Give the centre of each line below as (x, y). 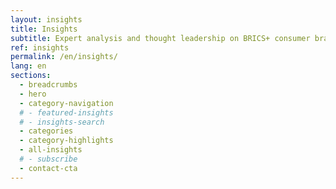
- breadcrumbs (48, 85)
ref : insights (40, 47)
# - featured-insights (66, 112)
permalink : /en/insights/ (64, 57)
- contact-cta (48, 168)
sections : (31, 76)
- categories (46, 131)
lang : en (28, 66)
